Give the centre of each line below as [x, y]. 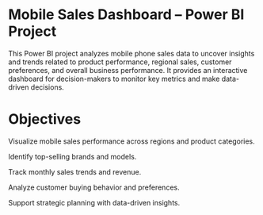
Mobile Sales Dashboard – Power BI [126, 15]
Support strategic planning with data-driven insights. [94, 202]
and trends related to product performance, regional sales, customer [120, 62]
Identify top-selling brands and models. [72, 156]
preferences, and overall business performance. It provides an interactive [128, 70]
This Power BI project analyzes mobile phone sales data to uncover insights [131, 53]
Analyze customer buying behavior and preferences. [94, 187]
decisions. [48, 87]
